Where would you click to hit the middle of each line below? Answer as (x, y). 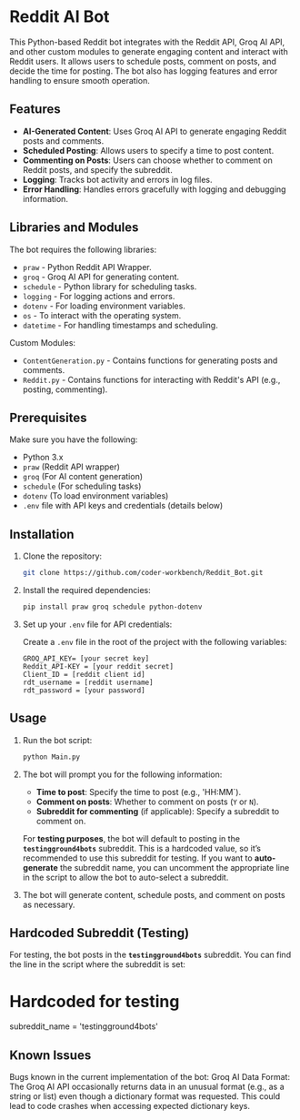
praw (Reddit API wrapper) (71, 467)
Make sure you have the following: (74, 439)
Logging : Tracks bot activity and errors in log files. (117, 179)
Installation (42, 534)
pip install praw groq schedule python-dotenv (112, 607)
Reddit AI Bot (60, 17)
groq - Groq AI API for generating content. (101, 277)
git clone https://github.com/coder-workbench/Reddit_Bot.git (143, 573)
